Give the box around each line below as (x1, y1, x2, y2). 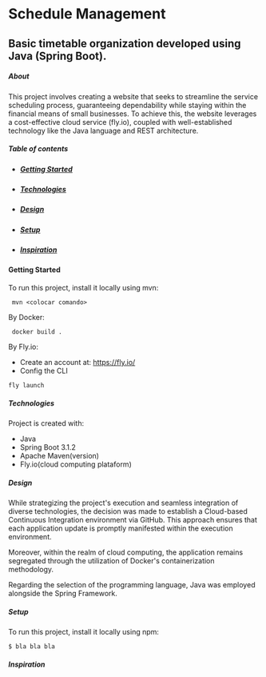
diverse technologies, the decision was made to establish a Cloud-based (8, 506, 248, 516)
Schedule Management (8, 5, 166, 23)
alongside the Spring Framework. (8, 588, 118, 598)
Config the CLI (19, 366, 68, 375)
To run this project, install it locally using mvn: (8, 283, 159, 292)
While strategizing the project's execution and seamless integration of (8, 498, 239, 507)
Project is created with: (8, 418, 85, 428)
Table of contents (8, 144, 69, 154)
